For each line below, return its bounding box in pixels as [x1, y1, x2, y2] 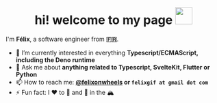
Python [15, 70, 38, 78]
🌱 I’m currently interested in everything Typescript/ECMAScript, [15, 48, 199, 57]
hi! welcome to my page [34, 12, 173, 28]
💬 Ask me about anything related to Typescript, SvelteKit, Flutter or [15, 63, 210, 71]
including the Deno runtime [15, 55, 96, 64]
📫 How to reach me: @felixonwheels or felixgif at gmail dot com [15, 78, 209, 86]
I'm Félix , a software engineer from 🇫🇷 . [5, 35, 119, 43]
